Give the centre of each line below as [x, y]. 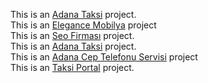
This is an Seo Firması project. [72, 35]
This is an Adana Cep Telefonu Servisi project [104, 57]
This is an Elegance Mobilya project [83, 25]
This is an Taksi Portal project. [72, 67]
